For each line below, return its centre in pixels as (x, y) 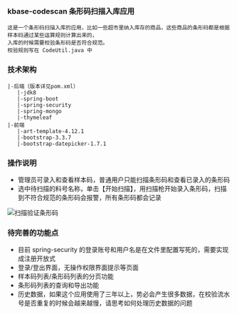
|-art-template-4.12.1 (50, 131)
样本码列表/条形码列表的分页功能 (65, 276)
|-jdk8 (27, 93)
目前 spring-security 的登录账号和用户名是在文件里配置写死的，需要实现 (123, 250)
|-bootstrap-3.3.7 (44, 137)
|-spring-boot (38, 99)
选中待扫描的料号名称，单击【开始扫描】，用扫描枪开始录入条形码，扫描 (122, 188)
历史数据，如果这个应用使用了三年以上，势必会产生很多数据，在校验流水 (123, 294)
